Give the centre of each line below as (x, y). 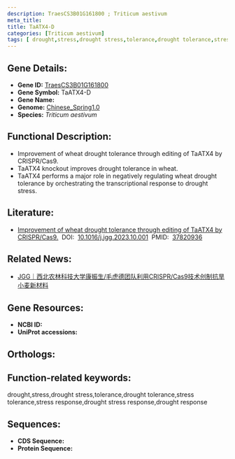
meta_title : (24, 20)
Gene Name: (36, 99)
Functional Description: (59, 137)
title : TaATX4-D (31, 27)
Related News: (40, 259)
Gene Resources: (45, 308)
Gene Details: (37, 68)
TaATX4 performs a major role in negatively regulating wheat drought (117, 176)
